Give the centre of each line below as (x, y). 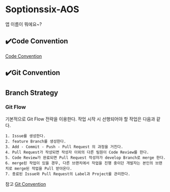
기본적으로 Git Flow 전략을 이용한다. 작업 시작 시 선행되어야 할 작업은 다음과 (80, 119)
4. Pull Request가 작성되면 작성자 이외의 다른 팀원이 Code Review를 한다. (77, 152)
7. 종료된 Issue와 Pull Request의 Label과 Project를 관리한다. (68, 174)
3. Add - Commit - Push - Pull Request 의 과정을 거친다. (64, 147)
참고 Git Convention (26, 184)
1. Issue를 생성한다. (25, 136)
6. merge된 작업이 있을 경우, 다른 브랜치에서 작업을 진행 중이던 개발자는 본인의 (79, 163)
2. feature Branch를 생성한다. (36, 141)
